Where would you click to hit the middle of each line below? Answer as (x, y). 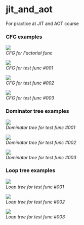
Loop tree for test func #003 (35, 217)
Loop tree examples (31, 170)
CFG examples (24, 37)
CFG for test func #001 (30, 68)
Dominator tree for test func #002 (41, 142)
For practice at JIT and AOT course (42, 23)
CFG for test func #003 (30, 98)
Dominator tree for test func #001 (40, 127)
